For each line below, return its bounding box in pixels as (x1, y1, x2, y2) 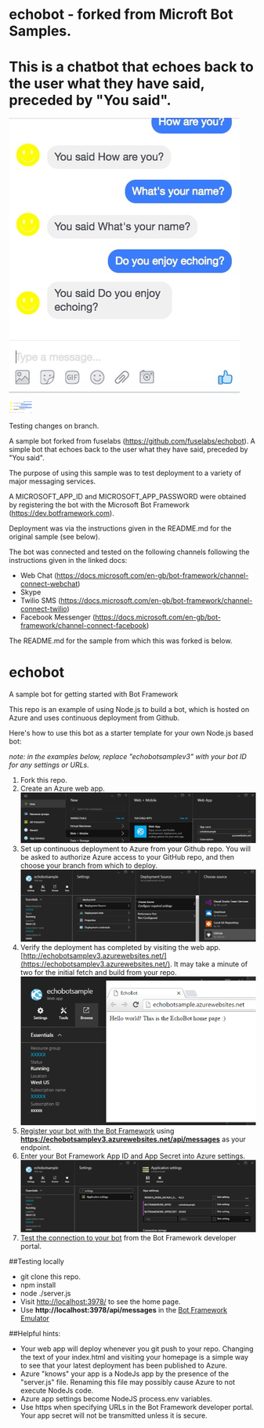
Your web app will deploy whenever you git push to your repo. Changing (20, 1344, 254, 1353)
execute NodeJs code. (20, 1386, 94, 1395)
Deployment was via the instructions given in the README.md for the (9, 524, 232, 533)
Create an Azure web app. (20, 783, 105, 794)
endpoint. (20, 1142, 52, 1152)
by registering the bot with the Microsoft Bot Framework (9, 500, 190, 509)
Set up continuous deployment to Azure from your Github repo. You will (20, 844, 251, 853)
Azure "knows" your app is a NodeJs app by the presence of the (20, 1369, 230, 1379)
